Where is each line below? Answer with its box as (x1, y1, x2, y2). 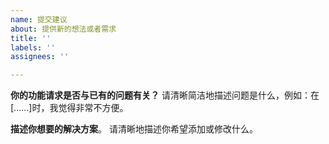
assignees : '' (10, 52, 70, 62)
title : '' (10, 33, 52, 43)
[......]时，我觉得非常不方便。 (10, 102, 129, 114)
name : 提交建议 (10, 14, 68, 25)
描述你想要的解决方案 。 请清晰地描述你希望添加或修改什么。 (10, 123, 258, 135)
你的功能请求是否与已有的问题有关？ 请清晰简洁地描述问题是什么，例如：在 (10, 89, 320, 101)
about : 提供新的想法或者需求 (10, 24, 117, 34)
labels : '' (10, 42, 56, 53)
